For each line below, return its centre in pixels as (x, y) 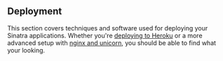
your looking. (26, 50)
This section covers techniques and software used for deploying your (108, 28)
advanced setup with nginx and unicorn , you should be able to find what (111, 43)
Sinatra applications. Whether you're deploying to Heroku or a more (105, 35)
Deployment (35, 11)
